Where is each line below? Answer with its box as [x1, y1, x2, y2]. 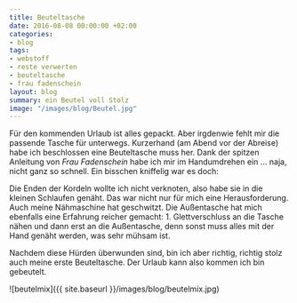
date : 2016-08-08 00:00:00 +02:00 [9, 21, 138, 30]
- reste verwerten [9, 63, 77, 72]
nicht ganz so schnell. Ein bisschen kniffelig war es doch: [9, 166, 220, 177]
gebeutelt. [9, 267, 47, 277]
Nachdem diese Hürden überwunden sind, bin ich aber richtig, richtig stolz [9, 248, 283, 259]
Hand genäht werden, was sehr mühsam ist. [9, 230, 171, 241]
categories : [9, 29, 53, 38]
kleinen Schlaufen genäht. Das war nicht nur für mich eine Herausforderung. [9, 193, 289, 203]
